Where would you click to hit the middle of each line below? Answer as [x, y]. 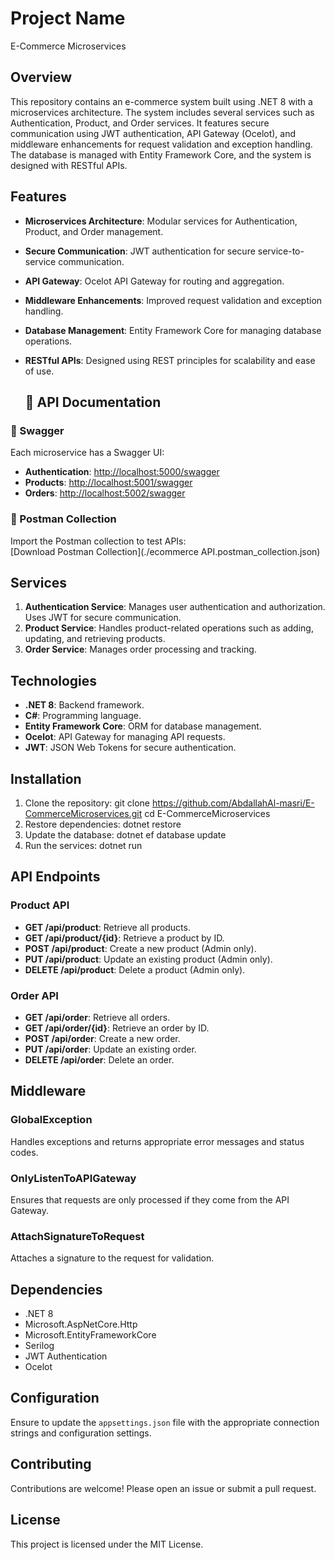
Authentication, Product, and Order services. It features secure [140, 123]
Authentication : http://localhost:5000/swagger [122, 472]
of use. [39, 371]
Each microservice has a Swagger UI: [87, 453]
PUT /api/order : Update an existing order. [110, 1049]
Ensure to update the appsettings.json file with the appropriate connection [165, 1422]
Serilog [39, 1346]
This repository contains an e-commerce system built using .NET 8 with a [161, 101]
